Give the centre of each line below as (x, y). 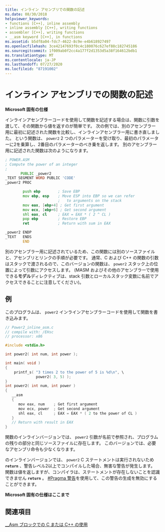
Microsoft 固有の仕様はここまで (37, 495)
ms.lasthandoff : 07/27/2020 (34, 64)
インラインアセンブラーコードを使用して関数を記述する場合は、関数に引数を (82, 120)
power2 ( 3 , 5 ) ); (54, 377)
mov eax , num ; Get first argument (58, 404)
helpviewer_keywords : (27, 19)
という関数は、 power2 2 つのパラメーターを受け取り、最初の (76, 138)
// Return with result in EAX (42, 422)
